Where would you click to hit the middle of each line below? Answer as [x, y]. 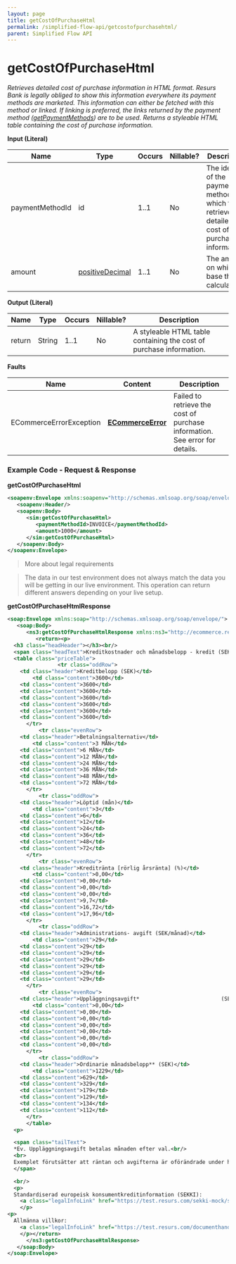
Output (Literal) [30, 303]
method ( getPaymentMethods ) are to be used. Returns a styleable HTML [113, 118]
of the [216, 177]
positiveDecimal [105, 272]
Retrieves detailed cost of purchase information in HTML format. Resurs [112, 88]
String [48, 341]
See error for [194, 440]
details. [185, 449]
